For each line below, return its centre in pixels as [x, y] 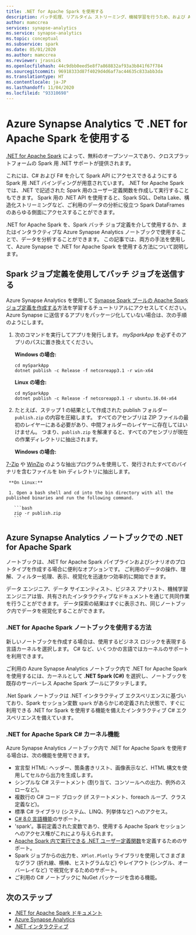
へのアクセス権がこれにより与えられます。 [65, 833]
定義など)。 [28, 804]
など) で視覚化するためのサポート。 [78, 870]
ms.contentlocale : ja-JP [36, 82]
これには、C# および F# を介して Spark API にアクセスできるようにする [92, 176]
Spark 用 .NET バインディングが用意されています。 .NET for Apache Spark [95, 183]
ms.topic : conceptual [32, 39]
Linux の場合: [31, 382]
